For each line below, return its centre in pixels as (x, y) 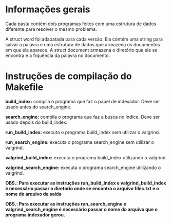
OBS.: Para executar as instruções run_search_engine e (66, 203)
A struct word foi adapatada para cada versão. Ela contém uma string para (84, 39)
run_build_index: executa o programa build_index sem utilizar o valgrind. (83, 132)
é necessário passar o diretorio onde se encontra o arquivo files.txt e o (82, 188)
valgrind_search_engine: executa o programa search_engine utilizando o (83, 168)
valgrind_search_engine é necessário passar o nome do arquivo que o (82, 209)
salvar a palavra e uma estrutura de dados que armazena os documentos (83, 44)
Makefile (24, 87)
